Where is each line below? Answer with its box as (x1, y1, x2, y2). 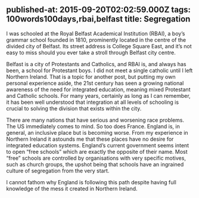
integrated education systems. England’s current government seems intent (6, 141, 189, 148)
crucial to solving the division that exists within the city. (6, 104, 142, 112)
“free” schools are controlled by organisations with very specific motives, (6, 154, 186, 162)
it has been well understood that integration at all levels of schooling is (6, 98, 179, 106)
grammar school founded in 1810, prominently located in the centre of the (6, 36, 186, 44)
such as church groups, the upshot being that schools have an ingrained (6, 160, 184, 168)
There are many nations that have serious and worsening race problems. (6, 116, 185, 123)
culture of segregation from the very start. (6, 167, 110, 174)
